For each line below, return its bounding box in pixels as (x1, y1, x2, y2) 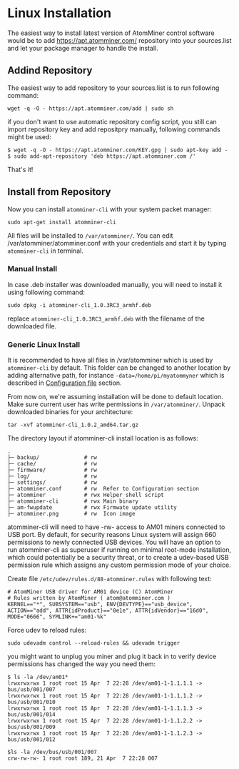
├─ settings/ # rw (7, 479, 98, 486)
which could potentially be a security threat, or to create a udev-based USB (7, 553, 230, 562)
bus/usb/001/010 (7, 698, 56, 706)
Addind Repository (7, 64, 93, 76)
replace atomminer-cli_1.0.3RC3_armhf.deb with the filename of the (7, 314, 205, 323)
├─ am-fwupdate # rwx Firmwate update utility (7, 504, 177, 511)
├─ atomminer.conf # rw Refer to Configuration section (7, 486, 200, 493)
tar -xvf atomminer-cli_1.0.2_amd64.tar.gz (7, 421, 139, 429)
